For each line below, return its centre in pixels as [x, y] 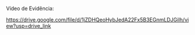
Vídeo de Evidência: [30, 8]
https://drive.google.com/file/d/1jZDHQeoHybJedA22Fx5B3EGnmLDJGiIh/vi [97, 20]
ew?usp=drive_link [29, 26]
